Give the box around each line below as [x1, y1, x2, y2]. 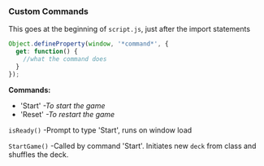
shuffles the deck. [8, 149, 69, 159]
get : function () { [15, 47, 79, 56]
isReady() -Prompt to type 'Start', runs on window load [8, 124, 193, 135]
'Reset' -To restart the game [19, 109, 115, 119]
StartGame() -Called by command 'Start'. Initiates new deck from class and [8, 141, 257, 151]
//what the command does [23, 55, 107, 63]
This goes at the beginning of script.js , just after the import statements [8, 24, 250, 34]
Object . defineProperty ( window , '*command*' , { [8, 40, 169, 48]
